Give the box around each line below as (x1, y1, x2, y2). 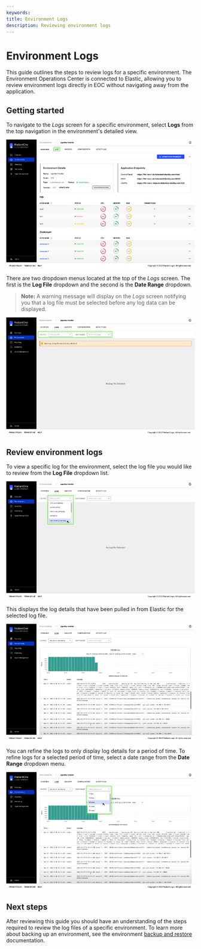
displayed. (20, 306, 47, 313)
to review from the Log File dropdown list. (6, 469, 109, 477)
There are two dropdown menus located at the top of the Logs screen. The (6, 275, 190, 282)
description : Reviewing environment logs (6, 22, 111, 28)
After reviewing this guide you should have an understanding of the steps (6, 917, 187, 924)
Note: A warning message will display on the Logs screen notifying (20, 293, 187, 300)
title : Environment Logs (6, 16, 68, 22)
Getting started (6, 105, 65, 115)
